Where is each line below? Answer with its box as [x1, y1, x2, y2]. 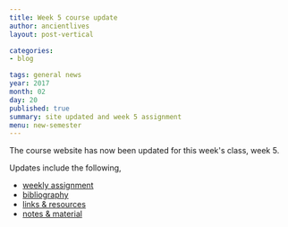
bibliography [21, 189, 69, 200]
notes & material [21, 208, 83, 220]
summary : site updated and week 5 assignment [9, 112, 182, 121]
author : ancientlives [9, 22, 90, 31]
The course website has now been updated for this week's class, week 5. [9, 145, 280, 156]
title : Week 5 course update [9, 13, 118, 22]
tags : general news [9, 71, 82, 80]
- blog [9, 55, 34, 64]
